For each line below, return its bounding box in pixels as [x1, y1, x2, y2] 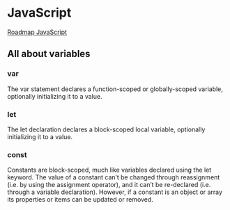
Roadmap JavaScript [7, 28, 68, 36]
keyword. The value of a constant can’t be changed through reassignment [7, 173, 220, 181]
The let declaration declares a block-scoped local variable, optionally [7, 125, 206, 134]
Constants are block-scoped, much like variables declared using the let [7, 165, 212, 175]
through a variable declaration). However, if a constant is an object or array [7, 188, 223, 196]
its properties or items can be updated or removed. [7, 195, 153, 204]
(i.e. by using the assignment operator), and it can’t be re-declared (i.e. [7, 181, 211, 189]
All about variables [7, 48, 91, 60]
